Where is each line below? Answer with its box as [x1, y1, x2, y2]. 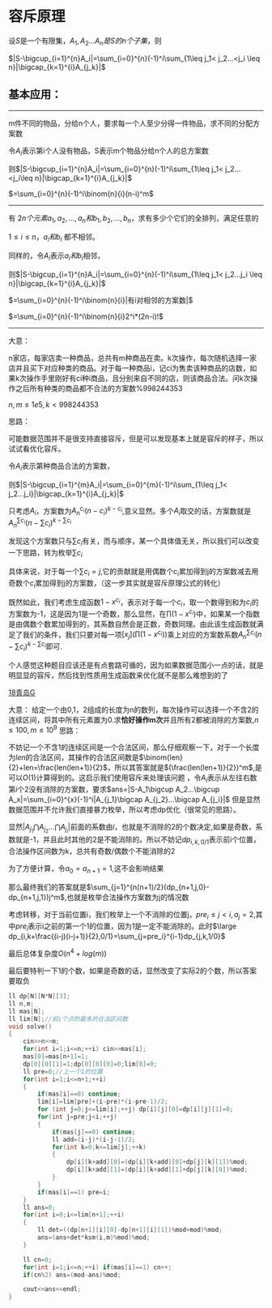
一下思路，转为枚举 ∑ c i [8, 548, 83, 560]
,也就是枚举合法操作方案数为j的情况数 [64, 892, 189, 902]
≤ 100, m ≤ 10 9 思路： [8, 723, 81, 735]
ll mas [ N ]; [8, 1007, 45, 1015]
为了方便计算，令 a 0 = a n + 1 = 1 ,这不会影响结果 [8, 864, 164, 875]
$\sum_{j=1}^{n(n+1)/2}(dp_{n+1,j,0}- [86, 881, 210, 892]
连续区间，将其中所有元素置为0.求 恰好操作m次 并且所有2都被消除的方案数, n [8, 714, 259, 724]
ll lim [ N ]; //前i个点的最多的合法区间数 [8, 1014, 128, 1023]
